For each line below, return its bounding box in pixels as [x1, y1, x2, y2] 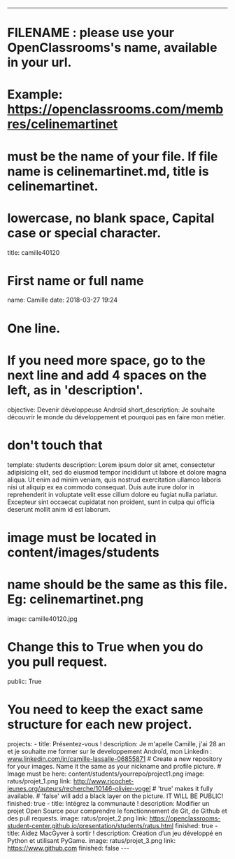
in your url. [7, 55, 72, 71]
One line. [7, 320, 61, 336]
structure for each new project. [7, 716, 192, 732]
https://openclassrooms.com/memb [7, 102, 224, 118]
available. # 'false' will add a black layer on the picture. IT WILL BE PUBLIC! [7, 792, 224, 800]
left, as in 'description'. [7, 382, 143, 398]
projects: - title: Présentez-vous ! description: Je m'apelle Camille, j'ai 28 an [7, 739, 226, 748]
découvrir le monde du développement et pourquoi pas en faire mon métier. [7, 412, 226, 421]
